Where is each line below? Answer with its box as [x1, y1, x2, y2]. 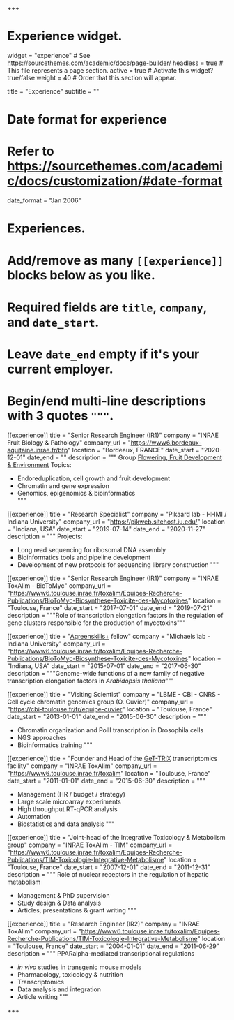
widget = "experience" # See [7, 51, 91, 59]
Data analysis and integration [17, 985, 101, 993]
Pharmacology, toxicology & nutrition [17, 970, 124, 978]
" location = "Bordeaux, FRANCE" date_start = [67, 445, 200, 454]
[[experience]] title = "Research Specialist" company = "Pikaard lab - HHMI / [7, 510, 227, 518]
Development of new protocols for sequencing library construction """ [17, 560, 219, 569]
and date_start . [7, 314, 100, 330]
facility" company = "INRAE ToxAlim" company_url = [7, 762, 157, 770]
